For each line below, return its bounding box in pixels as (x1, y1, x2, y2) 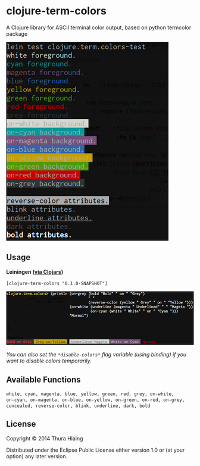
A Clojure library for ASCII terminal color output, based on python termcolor (6, 24, 192, 31)
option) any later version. (6, 452, 67, 459)
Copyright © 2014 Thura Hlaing (6, 434, 83, 442)
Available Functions (6, 374, 82, 384)
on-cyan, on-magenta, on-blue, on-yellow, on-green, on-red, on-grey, (6, 397, 185, 403)
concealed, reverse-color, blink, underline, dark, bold (6, 403, 151, 409)
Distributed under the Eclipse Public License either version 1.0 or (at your (6, 446, 185, 454)
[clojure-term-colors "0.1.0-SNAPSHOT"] (6, 280, 108, 286)
